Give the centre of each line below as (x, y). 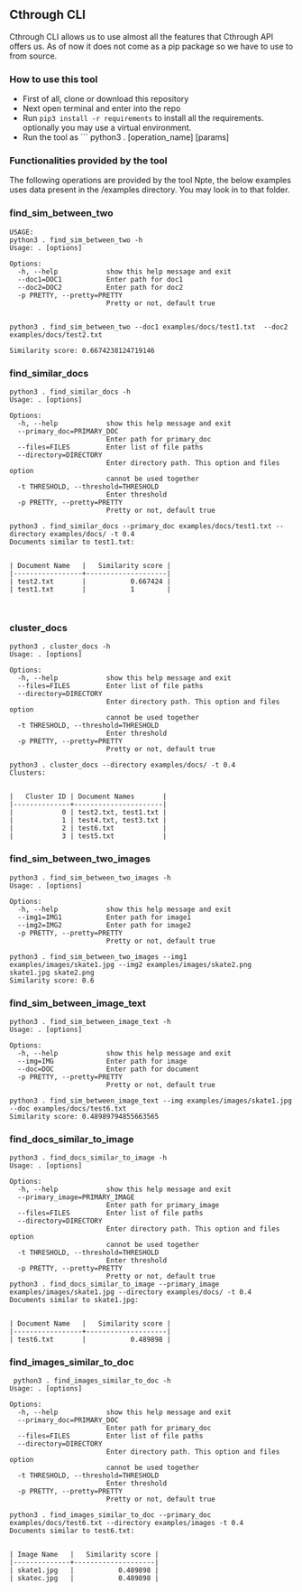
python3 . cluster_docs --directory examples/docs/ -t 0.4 (123, 765)
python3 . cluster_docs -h (60, 647)
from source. (33, 56)
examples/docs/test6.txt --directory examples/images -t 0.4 (127, 1523)
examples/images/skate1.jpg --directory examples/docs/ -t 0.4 (131, 1292)
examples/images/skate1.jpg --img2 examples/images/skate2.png (131, 964)
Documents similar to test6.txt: (72, 1531)
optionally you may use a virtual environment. (107, 128)
